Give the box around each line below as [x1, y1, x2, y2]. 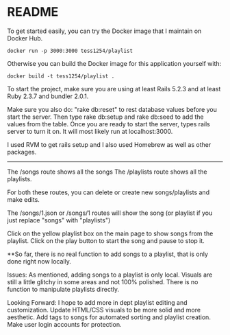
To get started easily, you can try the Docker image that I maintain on [7, 27, 202, 35]
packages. [7, 148, 37, 156]
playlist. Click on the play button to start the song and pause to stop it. [7, 236, 205, 244]
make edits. [7, 195, 40, 203]
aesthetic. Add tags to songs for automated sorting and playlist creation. [7, 313, 211, 321]
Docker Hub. [7, 34, 43, 42]
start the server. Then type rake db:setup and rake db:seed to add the [7, 113, 204, 121]
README [7, 4, 59, 20]
